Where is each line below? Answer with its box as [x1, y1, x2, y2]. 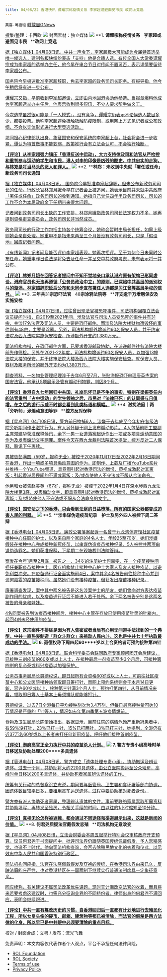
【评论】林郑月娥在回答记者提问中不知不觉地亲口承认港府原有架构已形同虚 [5, 272, 158, 278]
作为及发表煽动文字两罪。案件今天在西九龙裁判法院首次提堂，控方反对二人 [5, 437, 158, 443]
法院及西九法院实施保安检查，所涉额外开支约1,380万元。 [5, 332, 121, 338]
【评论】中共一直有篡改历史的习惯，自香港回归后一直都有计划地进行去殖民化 [5, 907, 162, 913]
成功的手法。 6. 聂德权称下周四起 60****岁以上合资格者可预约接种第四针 [5, 639, 162, 645]
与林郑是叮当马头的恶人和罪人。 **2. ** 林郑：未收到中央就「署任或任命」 [5, 163, 161, 169]
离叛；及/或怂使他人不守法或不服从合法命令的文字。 [5, 495, 112, 501]
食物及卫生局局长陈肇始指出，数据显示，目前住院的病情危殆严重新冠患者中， [5, 719, 162, 725]
